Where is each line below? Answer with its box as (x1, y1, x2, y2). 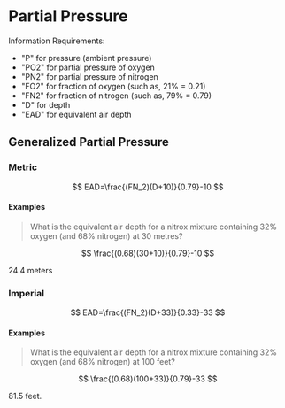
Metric (8, 161, 37, 173)
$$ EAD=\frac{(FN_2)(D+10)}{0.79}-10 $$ (72, 181, 224, 192)
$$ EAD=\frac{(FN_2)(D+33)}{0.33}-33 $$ (70, 307, 226, 318)
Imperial (8, 287, 45, 299)
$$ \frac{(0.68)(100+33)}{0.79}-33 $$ (78, 373, 218, 384)
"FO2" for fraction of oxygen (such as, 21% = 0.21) (20, 81, 206, 91)
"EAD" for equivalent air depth (20, 109, 132, 119)
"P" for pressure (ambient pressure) (20, 52, 152, 63)
